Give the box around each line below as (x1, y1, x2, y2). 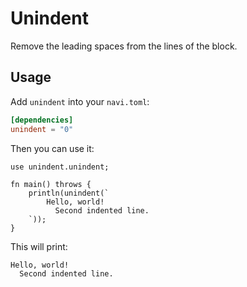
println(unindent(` (28, 188, 110, 198)
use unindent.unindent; (10, 162, 110, 172)
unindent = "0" (10, 124, 74, 134)
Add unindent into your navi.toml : (10, 95, 150, 107)
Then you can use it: (10, 142, 95, 154)
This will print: (10, 240, 68, 252)
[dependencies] (10, 115, 74, 125)
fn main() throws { (10, 179, 92, 189)
